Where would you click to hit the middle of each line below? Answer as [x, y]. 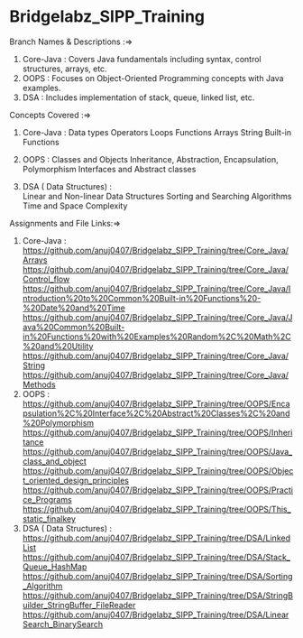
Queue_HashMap [55, 567]
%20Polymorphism [58, 422]
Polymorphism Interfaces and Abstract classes [109, 169]
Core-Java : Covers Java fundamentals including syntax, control [142, 59]
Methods [39, 384]
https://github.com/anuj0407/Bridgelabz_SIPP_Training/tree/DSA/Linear [156, 615]
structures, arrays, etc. [64, 69]
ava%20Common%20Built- [73, 327]
